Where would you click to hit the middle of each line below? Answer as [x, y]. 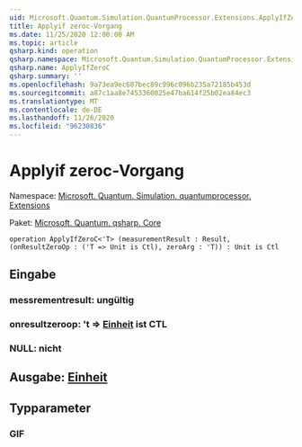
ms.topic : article [44, 43]
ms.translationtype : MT [54, 101]
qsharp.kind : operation [54, 51]
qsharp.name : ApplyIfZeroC [60, 68]
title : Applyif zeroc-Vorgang [66, 26]
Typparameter [50, 408]
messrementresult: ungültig [72, 300]
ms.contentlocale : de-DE [56, 110]
